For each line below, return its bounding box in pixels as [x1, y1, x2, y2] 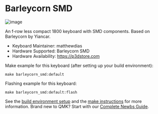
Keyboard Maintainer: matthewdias [12, 43, 82, 49]
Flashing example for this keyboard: [5, 81, 77, 86]
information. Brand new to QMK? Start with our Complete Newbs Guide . [5, 103, 149, 109]
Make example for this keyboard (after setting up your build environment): [5, 63, 154, 68]
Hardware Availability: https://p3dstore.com [12, 53, 100, 59]
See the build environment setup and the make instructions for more [5, 98, 142, 104]
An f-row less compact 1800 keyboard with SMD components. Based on [5, 28, 150, 34]
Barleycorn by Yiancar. [5, 33, 51, 39]
